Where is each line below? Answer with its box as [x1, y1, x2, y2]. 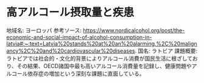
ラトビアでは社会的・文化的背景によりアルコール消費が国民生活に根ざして [6, 55, 193, 62]
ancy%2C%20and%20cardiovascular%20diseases [6, 47, 135, 55]
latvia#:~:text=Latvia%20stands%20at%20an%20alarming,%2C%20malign [6, 40, 197, 47]
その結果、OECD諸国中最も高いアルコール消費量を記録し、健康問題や [16, 62, 192, 70]
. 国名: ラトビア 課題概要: [135, 47, 198, 55]
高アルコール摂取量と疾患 [6, 5, 135, 19]
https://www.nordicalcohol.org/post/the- [83, 27, 185, 34]
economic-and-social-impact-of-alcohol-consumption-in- [6, 33, 152, 41]
